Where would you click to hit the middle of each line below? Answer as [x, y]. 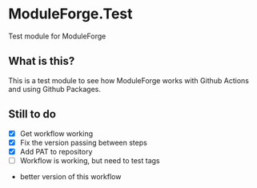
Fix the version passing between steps [84, 142]
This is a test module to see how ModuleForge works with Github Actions [129, 80]
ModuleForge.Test [71, 14]
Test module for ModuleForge [57, 36]
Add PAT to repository [56, 151]
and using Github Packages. [55, 89]
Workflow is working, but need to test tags [90, 160]
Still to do [32, 114]
